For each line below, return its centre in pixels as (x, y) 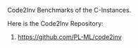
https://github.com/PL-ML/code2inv (69, 37)
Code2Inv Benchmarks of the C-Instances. (69, 10)
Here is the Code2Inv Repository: (55, 23)
